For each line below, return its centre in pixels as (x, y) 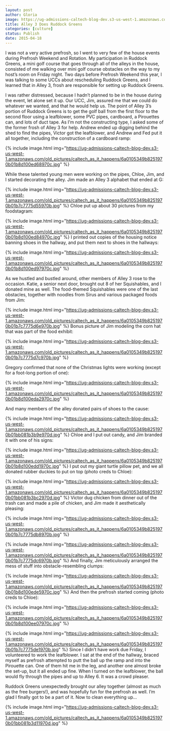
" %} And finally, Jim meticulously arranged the (109, 560)
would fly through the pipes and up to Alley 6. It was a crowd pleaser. (77, 676)
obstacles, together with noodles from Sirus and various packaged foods (81, 294)
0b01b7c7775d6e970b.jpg (32, 326)
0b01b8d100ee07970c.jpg (32, 623)
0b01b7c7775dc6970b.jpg (32, 560)
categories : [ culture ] (29, 29)
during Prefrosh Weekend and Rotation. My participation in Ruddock (76, 58)
